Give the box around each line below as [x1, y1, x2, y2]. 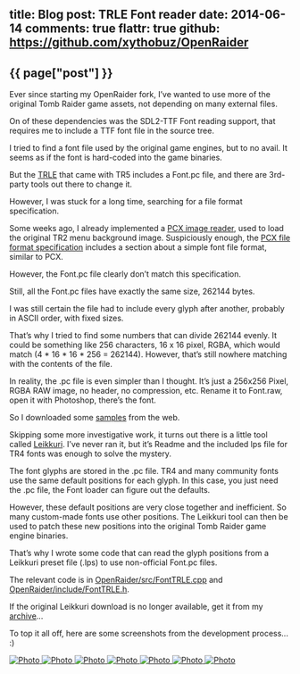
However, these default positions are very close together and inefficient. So [9, 502, 287, 512]
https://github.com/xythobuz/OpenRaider [9, 35, 249, 50]
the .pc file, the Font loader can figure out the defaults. [9, 485, 211, 495]
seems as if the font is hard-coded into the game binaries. [9, 152, 223, 163]
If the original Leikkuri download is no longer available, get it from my [9, 602, 263, 612]
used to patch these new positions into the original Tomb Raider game [9, 521, 267, 532]
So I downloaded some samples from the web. [9, 412, 180, 423]
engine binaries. [9, 530, 69, 541]
